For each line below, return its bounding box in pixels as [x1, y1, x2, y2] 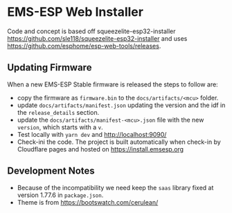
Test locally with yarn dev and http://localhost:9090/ [17, 130, 167, 138]
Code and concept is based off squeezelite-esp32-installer [7, 27, 176, 35]
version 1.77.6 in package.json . [17, 191, 104, 199]
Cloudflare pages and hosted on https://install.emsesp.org [17, 145, 184, 153]
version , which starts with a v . [17, 122, 104, 131]
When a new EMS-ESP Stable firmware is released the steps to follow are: [7, 80, 218, 89]
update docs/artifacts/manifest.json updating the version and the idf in [17, 101, 226, 109]
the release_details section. [17, 108, 100, 116]
